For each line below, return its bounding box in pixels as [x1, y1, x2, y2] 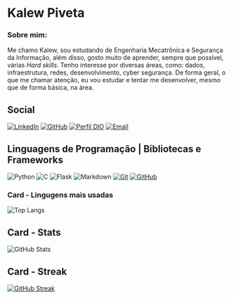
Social [7, 103, 35, 115]
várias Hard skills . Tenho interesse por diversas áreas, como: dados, [7, 61, 206, 70]
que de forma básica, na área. [7, 83, 94, 92]
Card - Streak [7, 265, 67, 277]
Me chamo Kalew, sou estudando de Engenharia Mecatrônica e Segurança [7, 46, 223, 54]
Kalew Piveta [7, 5, 86, 21]
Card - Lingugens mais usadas [7, 190, 114, 200]
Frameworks [7, 153, 64, 166]
